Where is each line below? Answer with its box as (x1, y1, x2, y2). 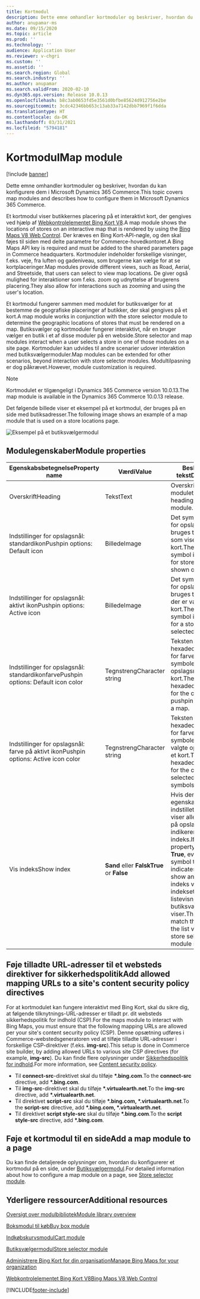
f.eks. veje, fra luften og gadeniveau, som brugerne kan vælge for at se (6, 257, 180, 264)
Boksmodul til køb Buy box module (6, 1223, 90, 1230)
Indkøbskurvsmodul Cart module (6, 1234, 85, 1241)
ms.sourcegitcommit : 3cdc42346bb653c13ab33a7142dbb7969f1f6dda (6, 103, 167, 109)
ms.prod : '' (6, 36, 36, 42)
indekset (170, 887, 195, 895)
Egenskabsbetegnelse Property (9, 463, 99, 472)
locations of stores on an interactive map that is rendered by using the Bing (6, 225, 190, 232)
